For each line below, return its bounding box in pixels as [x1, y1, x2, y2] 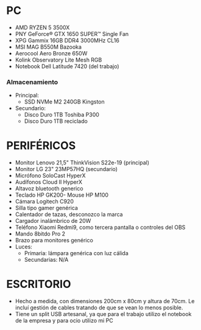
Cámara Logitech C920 [15, 198, 74, 205]
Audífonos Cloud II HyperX [15, 178, 83, 186]
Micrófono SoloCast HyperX [15, 172, 86, 180]
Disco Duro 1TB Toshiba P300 [24, 111, 99, 119]
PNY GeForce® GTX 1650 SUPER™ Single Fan [15, 30, 129, 37]
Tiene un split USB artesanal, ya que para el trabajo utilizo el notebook [15, 311, 192, 318]
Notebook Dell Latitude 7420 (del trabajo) [15, 62, 120, 70]
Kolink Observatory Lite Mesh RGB [15, 56, 102, 63]
